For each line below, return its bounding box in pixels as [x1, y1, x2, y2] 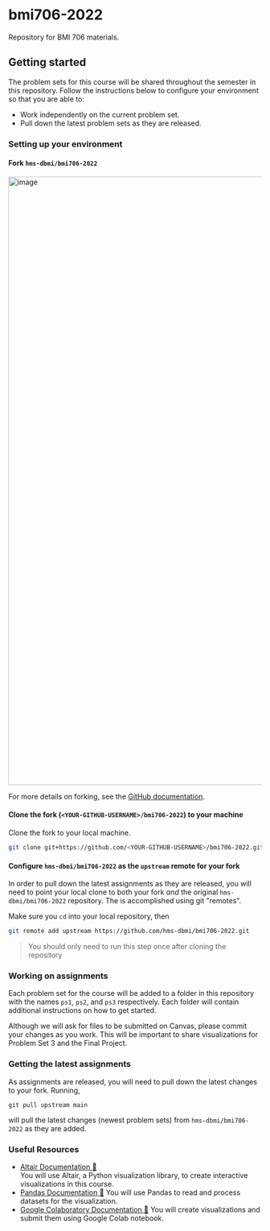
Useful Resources [8, 1143, 80, 1155]
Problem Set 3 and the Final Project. [8, 1039, 128, 1048]
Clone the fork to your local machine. [8, 828, 131, 838]
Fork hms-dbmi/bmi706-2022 [8, 159, 98, 168]
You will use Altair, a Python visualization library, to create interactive [19, 1170, 248, 1180]
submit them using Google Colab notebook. [19, 1213, 165, 1223]
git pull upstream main [8, 1101, 88, 1109]
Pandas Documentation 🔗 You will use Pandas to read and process [19, 1188, 241, 1197]
